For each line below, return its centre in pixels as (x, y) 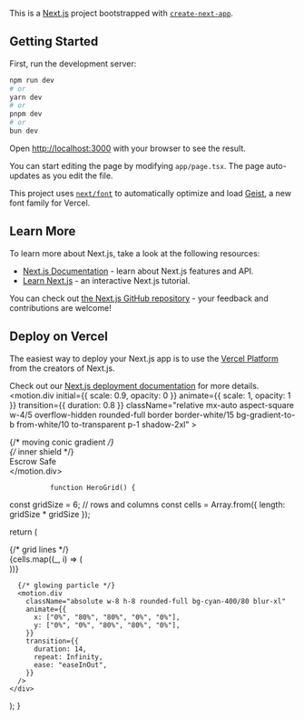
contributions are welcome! (60, 307)
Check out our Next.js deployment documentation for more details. (134, 385)
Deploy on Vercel (59, 337)
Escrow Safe (33, 461)
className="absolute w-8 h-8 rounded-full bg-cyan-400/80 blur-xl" (156, 601)
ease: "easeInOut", (70, 665)
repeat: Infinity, (68, 657)
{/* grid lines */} (39, 549)
